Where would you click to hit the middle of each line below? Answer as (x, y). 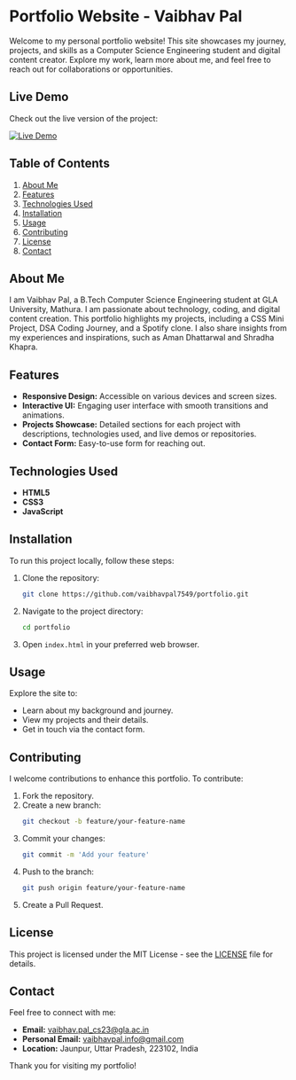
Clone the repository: (61, 577)
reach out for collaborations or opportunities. (91, 69)
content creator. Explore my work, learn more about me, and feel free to (140, 59)
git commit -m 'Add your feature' (86, 855)
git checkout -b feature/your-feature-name (104, 822)
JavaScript (43, 511)
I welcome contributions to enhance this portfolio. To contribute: (126, 779)
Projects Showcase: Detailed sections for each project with (131, 425)
